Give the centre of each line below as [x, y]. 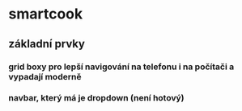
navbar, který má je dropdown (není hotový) [96, 98]
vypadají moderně [45, 76]
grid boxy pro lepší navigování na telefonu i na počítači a [121, 67]
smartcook [46, 14]
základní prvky [47, 44]
